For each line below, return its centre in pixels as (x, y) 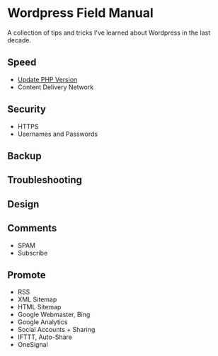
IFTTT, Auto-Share (45, 337)
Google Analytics (42, 322)
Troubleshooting (45, 180)
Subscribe (33, 253)
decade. (19, 40)
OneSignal (33, 345)
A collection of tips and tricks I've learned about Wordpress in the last (109, 33)
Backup (24, 156)
